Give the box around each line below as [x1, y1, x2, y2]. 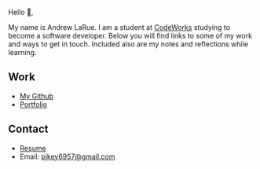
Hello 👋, [8, 8, 34, 17]
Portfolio [19, 99, 48, 109]
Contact [8, 123, 49, 136]
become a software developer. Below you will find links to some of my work [8, 31, 253, 40]
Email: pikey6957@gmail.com [19, 152, 115, 161]
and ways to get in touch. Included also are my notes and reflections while [8, 39, 249, 49]
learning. [8, 48, 37, 57]
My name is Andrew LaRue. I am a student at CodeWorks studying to [8, 23, 230, 31]
